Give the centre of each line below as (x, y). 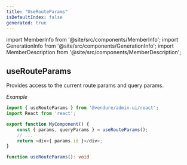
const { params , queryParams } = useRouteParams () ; (82, 130)
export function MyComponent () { (48, 124)
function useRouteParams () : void (48, 157)
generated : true (26, 23)
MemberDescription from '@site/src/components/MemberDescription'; (93, 52)
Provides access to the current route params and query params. (85, 85)
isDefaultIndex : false (34, 17)
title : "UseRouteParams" (37, 12)
